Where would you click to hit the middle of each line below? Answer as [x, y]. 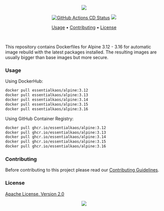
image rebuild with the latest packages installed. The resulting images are [81, 52]
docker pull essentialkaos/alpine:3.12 [47, 90]
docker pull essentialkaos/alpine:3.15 [47, 104]
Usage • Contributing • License [84, 27]
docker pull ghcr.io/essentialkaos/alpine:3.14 [56, 137]
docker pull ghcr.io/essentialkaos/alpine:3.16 [56, 146]
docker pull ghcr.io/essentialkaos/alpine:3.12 [56, 127]
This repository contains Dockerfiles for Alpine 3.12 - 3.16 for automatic [78, 47]
